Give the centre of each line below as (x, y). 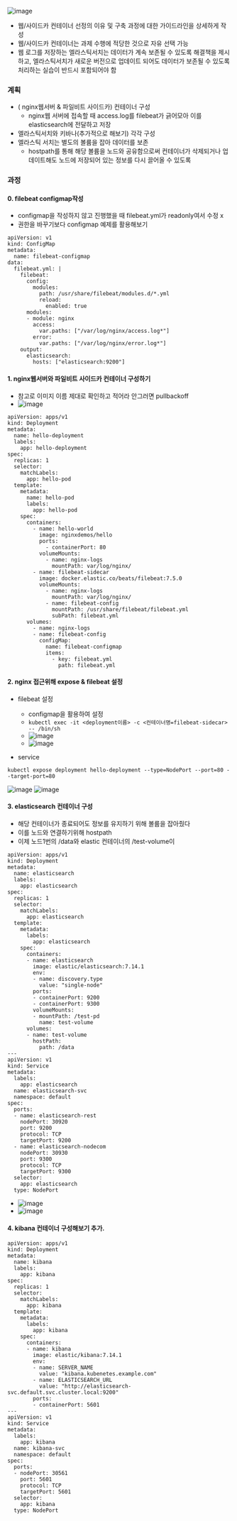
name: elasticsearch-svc (50, 1091)
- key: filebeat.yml (82, 659)
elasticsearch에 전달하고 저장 (70, 125)
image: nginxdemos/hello (76, 535)
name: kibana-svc (39, 1449)
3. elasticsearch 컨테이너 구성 (50, 806)
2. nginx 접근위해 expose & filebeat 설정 (65, 682)
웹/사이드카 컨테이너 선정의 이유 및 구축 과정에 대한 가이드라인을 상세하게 (118, 26)
